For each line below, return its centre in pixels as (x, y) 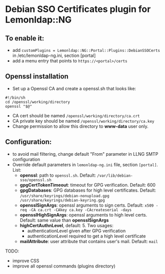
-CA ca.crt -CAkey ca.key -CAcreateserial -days (81, 210)
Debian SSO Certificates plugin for (78, 9)
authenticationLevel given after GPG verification (77, 231)
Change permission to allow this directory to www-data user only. (80, 126)
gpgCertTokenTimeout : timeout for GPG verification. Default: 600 (88, 185)
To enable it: (25, 38)
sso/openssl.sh (35, 180)
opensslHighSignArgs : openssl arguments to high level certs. (83, 215)
